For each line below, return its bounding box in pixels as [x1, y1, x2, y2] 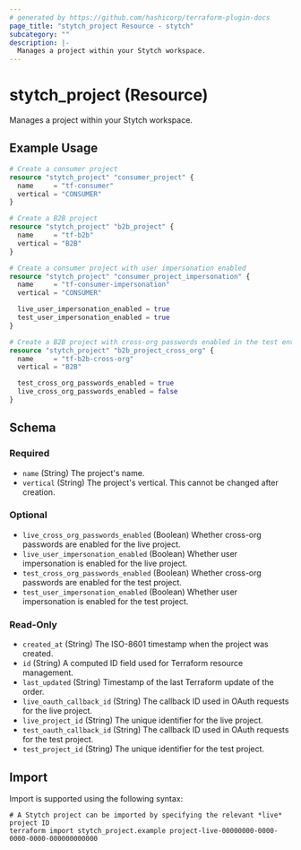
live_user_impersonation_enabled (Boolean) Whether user [21, 548, 238, 559]
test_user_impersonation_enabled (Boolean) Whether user [21, 586, 238, 597]
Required [9, 447, 50, 460]
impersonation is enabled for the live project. [21, 558, 188, 568]
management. [21, 667, 74, 678]
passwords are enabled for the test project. [21, 577, 182, 587]
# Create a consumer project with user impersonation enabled [9, 264, 246, 273]
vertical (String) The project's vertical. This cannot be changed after [21, 477, 279, 488]
